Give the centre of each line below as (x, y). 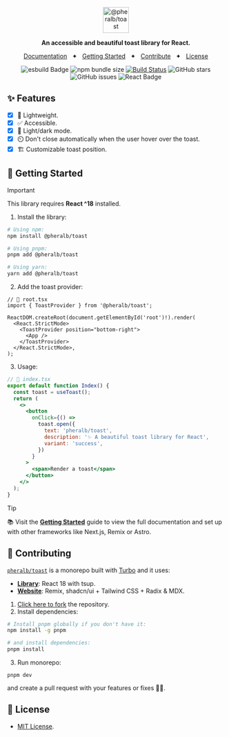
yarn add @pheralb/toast (43, 274)
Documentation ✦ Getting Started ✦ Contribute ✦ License (116, 56)
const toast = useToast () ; (52, 392)
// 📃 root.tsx (28, 299)
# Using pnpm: (28, 248)
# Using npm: (26, 229)
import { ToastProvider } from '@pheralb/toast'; (80, 306)
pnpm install (26, 649)
